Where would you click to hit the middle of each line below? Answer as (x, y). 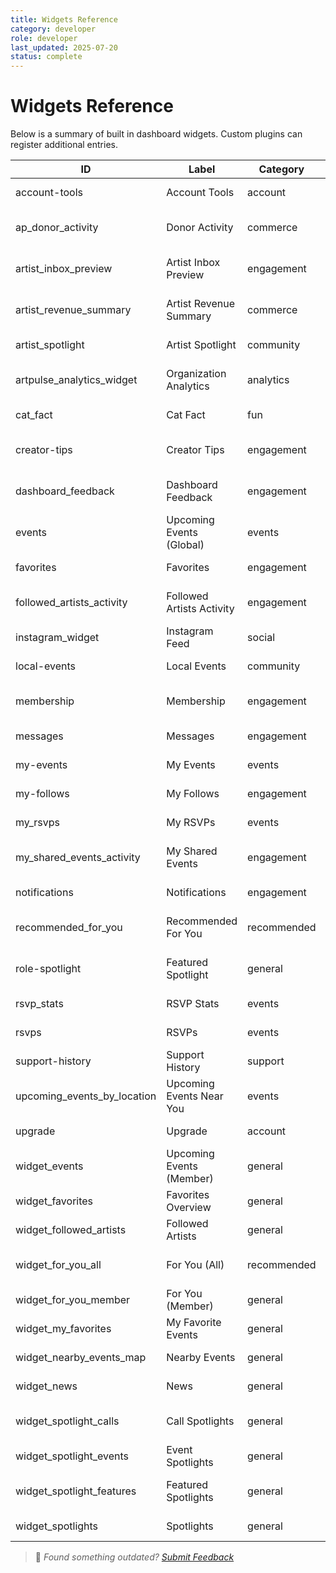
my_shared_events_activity (78, 858)
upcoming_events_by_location (86, 1096)
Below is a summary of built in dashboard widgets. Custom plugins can (156, 134)
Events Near (195, 1096)
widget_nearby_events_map (81, 1358)
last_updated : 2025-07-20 (64, 47)
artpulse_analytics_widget (76, 380)
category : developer (53, 29)
